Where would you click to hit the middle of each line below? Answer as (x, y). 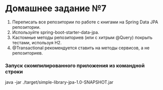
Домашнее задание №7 (56, 9)
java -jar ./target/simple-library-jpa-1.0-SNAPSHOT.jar (59, 82)
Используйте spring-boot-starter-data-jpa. (55, 32)
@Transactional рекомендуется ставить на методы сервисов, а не (81, 48)
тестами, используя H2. (37, 42)
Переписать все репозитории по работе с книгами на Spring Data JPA (85, 22)
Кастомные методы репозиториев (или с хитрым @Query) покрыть (82, 37)
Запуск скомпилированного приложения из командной (75, 65)
